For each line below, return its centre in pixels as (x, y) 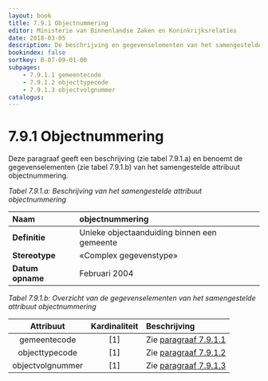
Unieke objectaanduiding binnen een (148, 233)
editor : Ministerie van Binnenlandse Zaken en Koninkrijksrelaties (123, 30)
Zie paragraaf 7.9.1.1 (186, 340)
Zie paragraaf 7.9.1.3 (186, 366)
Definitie (29, 238)
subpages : (25, 68)
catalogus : (26, 97)
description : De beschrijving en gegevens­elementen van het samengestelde (135, 45)
